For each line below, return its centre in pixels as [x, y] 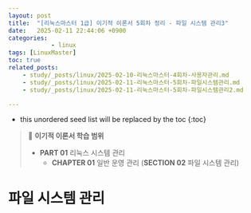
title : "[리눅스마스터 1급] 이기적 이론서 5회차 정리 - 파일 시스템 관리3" [118, 23]
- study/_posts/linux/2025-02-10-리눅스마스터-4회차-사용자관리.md [126, 75]
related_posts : [33, 68]
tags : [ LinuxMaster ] [43, 53]
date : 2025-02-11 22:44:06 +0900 [67, 30]
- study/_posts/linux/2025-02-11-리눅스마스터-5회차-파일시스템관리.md [131, 82]
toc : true [25, 61]
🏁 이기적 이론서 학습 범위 [66, 136]
